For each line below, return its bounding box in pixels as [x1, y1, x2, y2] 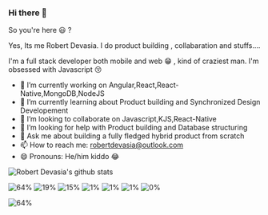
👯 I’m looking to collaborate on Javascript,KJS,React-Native [19, 114, 218, 124]
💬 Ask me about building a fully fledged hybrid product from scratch [19, 131, 245, 141]
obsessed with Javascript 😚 [8, 65, 102, 74]
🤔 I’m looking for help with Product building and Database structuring [19, 123, 248, 133]
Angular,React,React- [108, 80, 179, 90]
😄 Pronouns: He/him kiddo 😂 [19, 152, 120, 161]
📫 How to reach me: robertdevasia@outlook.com [19, 140, 184, 150]
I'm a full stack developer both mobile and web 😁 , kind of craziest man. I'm [8, 56, 259, 66]
